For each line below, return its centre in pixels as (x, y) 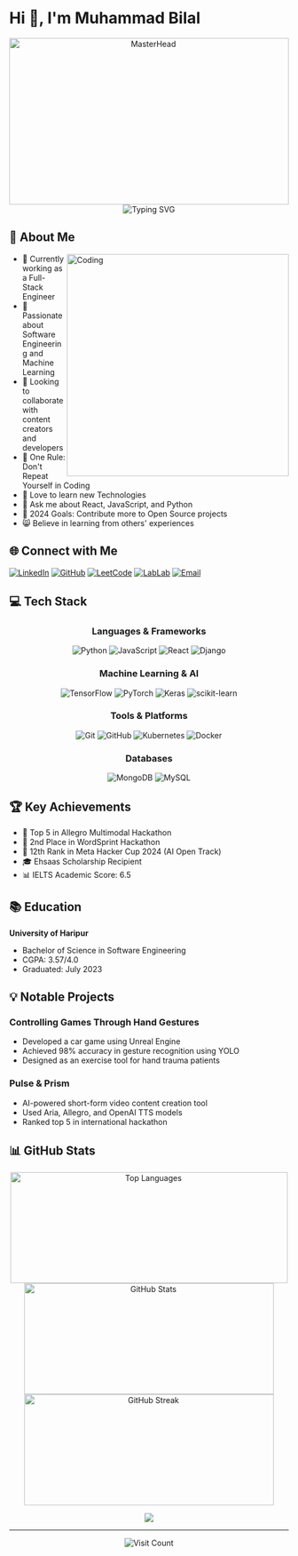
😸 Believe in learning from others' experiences (108, 523)
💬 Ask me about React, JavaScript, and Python (107, 504)
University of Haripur (49, 933)
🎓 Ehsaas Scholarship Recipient (82, 861)
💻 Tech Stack (48, 601)
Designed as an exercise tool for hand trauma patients (121, 1060)
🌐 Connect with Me (63, 551)
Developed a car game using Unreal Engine (101, 1041)
